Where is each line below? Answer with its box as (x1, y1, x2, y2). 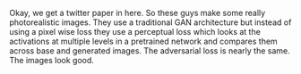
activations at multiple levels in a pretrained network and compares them (9, 36, 278, 46)
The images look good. (9, 55, 94, 65)
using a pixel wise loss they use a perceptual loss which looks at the (9, 27, 262, 37)
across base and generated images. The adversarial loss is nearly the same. (9, 45, 291, 56)
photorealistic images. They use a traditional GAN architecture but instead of (9, 17, 292, 28)
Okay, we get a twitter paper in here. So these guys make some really (9, 8, 266, 18)
